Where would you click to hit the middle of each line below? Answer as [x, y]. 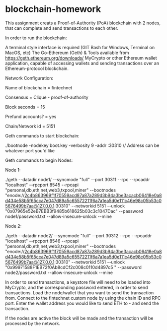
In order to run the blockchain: [36, 38]
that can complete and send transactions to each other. [62, 28]
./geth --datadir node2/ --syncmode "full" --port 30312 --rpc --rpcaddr [79, 235]
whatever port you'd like [30, 150]
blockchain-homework [53, 9]
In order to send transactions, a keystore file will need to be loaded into [78, 282]
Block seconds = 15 [25, 107]
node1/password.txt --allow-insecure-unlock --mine [58, 216]
